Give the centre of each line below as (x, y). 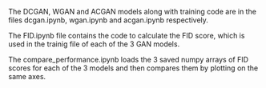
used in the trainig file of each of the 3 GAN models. (94, 44)
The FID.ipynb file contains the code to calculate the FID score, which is (127, 36)
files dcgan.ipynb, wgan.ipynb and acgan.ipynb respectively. (108, 20)
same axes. (27, 76)
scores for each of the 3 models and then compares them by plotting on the (133, 68)
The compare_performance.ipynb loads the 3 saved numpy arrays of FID (129, 60)
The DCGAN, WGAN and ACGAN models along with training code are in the (132, 12)
